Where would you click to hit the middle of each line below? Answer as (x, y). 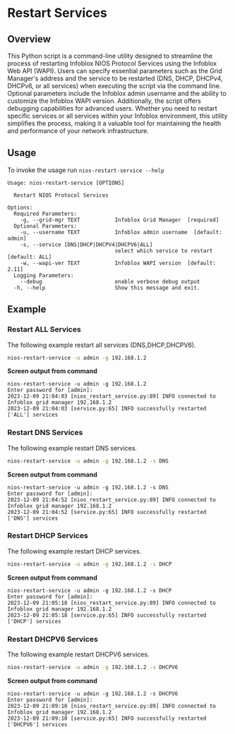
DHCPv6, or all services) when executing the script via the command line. (114, 86)
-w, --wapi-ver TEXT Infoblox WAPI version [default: (118, 263)
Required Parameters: (46, 214)
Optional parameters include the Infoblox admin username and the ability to (117, 93)
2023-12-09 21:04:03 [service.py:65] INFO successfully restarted (107, 409)
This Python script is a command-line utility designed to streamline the (110, 56)
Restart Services (57, 13)
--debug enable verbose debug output (110, 281)
